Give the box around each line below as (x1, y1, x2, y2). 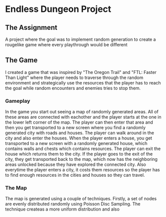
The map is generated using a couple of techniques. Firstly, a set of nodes (5, 196, 157, 202)
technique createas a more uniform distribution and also (5, 206, 120, 212)
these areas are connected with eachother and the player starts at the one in (5, 114, 162, 120)
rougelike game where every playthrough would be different (5, 42, 128, 48)
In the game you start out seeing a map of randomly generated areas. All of (5, 109, 159, 115)
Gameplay (5, 97, 31, 104)
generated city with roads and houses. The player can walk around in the (5, 130, 155, 136)
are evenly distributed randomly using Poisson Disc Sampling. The (5, 201, 141, 207)
